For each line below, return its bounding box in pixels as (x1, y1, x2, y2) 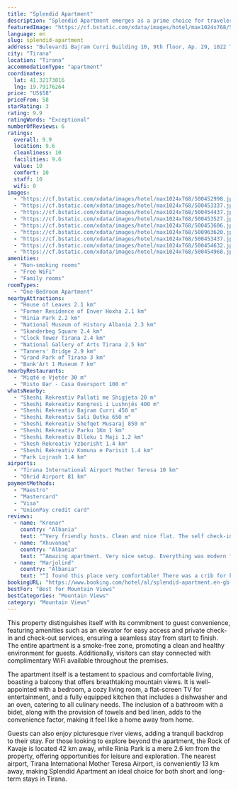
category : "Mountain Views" (7, 599, 91, 606)
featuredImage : (7, 23, 52, 31)
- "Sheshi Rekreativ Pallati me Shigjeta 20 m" (13, 394, 157, 401)
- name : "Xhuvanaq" (13, 539, 72, 546)
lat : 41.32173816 (13, 76, 65, 84)
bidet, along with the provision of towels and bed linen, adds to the (7, 708, 202, 716)
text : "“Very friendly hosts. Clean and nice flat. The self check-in (20, 533, 233, 540)
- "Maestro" (13, 486, 50, 493)
